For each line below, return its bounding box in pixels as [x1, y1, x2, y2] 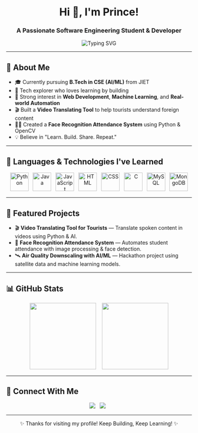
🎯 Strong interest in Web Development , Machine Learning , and [14, 93, 170, 100]
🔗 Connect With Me [6, 386, 79, 396]
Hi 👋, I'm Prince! [59, 5, 139, 19]
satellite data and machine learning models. [14, 260, 121, 268]
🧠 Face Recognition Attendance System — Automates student [14, 239, 168, 246]
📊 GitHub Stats [6, 284, 64, 294]
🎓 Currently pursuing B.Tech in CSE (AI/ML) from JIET [14, 79, 150, 86]
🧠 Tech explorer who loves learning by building [14, 87, 129, 94]
